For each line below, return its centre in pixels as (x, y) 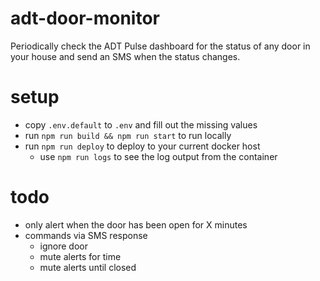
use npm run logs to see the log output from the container (158, 156)
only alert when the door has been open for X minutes (136, 224)
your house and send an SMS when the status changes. (125, 56)
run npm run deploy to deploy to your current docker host (142, 146)
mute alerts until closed (88, 267)
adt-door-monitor (85, 18)
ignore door (64, 246)
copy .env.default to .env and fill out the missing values (141, 124)
